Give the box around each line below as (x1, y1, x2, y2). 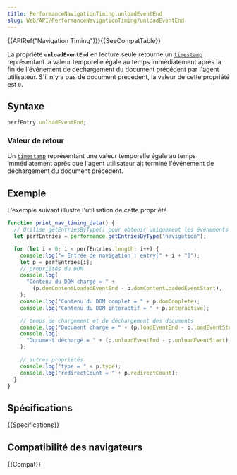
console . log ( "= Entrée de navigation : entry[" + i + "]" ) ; (20, 252, 200, 259)
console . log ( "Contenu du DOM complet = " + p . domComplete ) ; (20, 298, 200, 305)
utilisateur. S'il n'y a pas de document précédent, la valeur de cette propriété (7, 72, 231, 81)
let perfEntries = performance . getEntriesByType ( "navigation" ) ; (13, 233, 207, 240)
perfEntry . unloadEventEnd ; (7, 119, 87, 126)
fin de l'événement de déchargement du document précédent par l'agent (7, 65, 220, 73)
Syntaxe (7, 100, 44, 112)
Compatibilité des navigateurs (7, 441, 143, 453)
